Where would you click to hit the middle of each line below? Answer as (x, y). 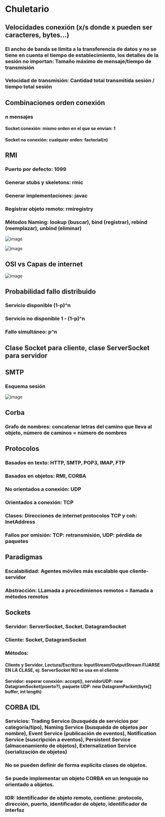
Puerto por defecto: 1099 (36, 170)
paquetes (17, 541)
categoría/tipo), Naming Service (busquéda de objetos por (76, 727)
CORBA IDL (23, 707)
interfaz (15, 810)
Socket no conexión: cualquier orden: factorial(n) (57, 139)
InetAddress (20, 522)
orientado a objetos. (30, 784)
